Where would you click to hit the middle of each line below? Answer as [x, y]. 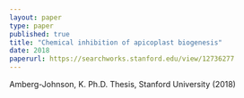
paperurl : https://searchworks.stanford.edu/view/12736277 [122, 59]
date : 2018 [30, 51]
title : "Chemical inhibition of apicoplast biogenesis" [116, 42]
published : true [39, 34]
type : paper [31, 26]
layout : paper [36, 17]
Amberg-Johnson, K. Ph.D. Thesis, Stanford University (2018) [122, 84]
